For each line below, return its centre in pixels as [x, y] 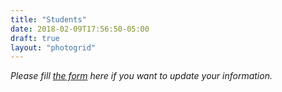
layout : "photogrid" [53, 47]
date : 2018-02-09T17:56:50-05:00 [80, 29]
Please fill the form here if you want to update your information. [141, 76]
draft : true [35, 38]
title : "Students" [48, 19]
